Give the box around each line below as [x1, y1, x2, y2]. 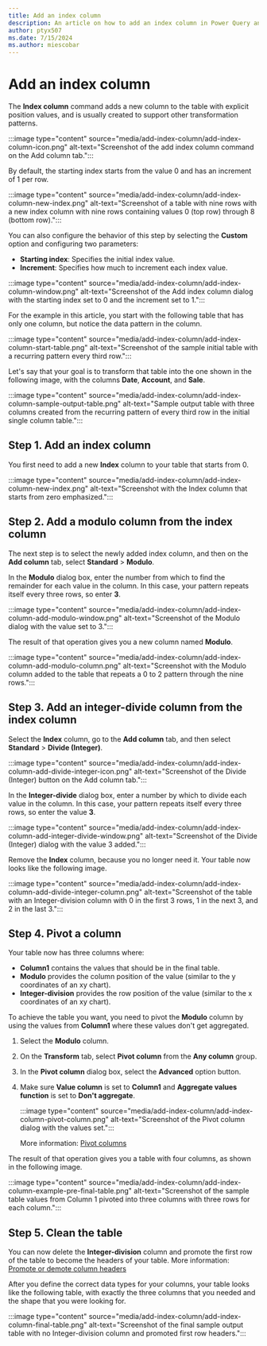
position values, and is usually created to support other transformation [8, 110, 238, 120]
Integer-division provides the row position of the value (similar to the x [19, 989, 253, 998]
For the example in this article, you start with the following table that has [8, 310, 244, 320]
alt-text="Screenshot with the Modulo [122, 661, 246, 670]
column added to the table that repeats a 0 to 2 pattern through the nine [8, 669, 244, 679]
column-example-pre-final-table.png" [8, 1186, 133, 1196]
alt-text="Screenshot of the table [144, 887, 253, 897]
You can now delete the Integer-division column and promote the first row [8, 1248, 253, 1257]
